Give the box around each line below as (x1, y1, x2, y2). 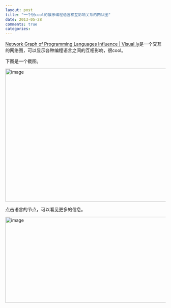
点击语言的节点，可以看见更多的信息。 (5, 207, 85, 213)
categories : (5, 26, 31, 32)
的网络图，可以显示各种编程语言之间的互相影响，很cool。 (5, 47, 126, 53)
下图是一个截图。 (5, 58, 41, 64)
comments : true (5, 21, 38, 27)
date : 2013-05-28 (5, 17, 42, 22)
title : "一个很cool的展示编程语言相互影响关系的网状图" (5, 12, 111, 17)
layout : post (5, 7, 33, 13)
